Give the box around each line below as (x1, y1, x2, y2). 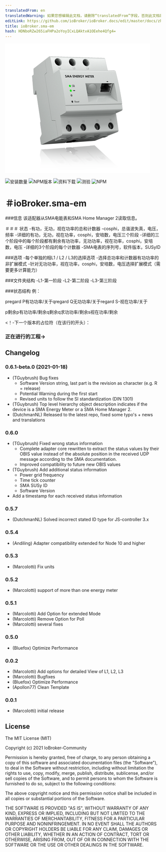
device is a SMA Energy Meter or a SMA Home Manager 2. (12, 406, 132, 412)
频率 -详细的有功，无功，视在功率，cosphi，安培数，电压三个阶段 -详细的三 (5, 232, 160, 238)
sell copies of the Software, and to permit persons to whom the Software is (5, 775, 158, 781)
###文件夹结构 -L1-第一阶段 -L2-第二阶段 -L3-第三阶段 (5, 277, 117, 284)
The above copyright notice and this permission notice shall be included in (5, 790, 157, 796)
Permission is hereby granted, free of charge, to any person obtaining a (5, 755, 151, 761)
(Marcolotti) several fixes (12, 621, 63, 628)
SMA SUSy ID (19, 482, 48, 488)
